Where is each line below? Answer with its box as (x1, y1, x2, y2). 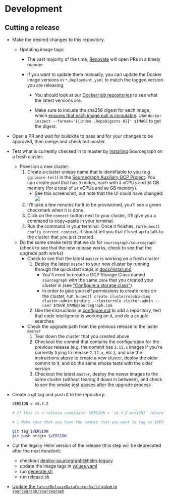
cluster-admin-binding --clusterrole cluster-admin (42, 299, 153, 304)
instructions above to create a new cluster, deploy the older (34, 355, 158, 361)
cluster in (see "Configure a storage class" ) (42, 282, 132, 288)
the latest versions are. (34, 97, 82, 103)
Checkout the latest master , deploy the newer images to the (34, 371, 158, 377)
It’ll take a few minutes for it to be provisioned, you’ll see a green (27, 202, 161, 207)
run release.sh (19, 474, 50, 480)
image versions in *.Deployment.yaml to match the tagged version (27, 77, 163, 82)
